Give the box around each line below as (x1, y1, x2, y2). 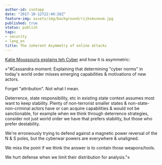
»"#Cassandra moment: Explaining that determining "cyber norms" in (5, 66, 143, 72)
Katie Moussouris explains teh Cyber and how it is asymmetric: (5, 56, 131, 62)
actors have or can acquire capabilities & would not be (31, 105, 140, 111)
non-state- (128, 100, 150, 106)
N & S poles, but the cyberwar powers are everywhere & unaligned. (5, 135, 139, 141)
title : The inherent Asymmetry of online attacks (5, 43, 107, 48)
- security (5, 34, 27, 39)
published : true (5, 20, 38, 26)
